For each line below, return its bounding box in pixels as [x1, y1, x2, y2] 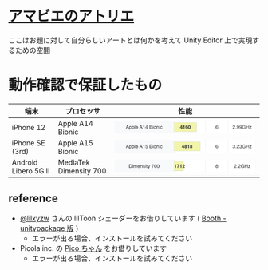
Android [11, 157, 38, 168]
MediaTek [57, 157, 90, 168]
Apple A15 [57, 137, 93, 148]
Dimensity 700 [57, 166, 107, 176]
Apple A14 [57, 118, 93, 128]
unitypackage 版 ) [19, 224, 79, 233]
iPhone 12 [11, 123, 46, 133]
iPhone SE [11, 137, 45, 148]
